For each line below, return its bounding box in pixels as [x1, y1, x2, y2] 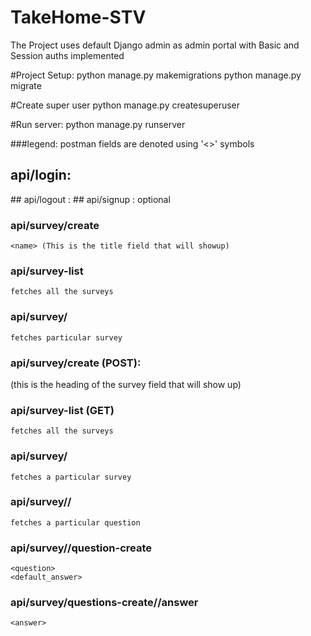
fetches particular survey [10, 332, 123, 343]
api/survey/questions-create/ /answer [10, 596, 199, 610]
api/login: [10, 167, 72, 184]
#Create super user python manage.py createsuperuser [10, 99, 241, 111]
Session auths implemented [10, 49, 125, 61]
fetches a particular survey [10, 472, 132, 482]
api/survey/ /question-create [10, 541, 153, 555]
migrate [10, 79, 42, 91]
